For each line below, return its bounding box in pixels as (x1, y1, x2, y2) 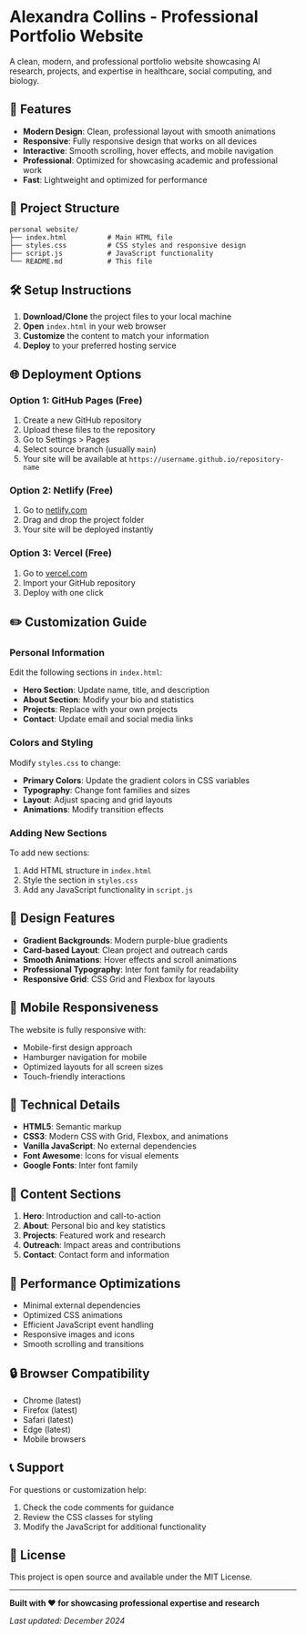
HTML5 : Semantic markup (22, 1121, 122, 1132)
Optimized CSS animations (22, 1310, 123, 1320)
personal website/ (9, 225, 79, 234)
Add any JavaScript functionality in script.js (22, 884, 194, 894)
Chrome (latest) (22, 1395, 82, 1405)
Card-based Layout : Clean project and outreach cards (22, 945, 229, 955)
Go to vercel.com (22, 567, 88, 578)
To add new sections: (9, 847, 90, 858)
